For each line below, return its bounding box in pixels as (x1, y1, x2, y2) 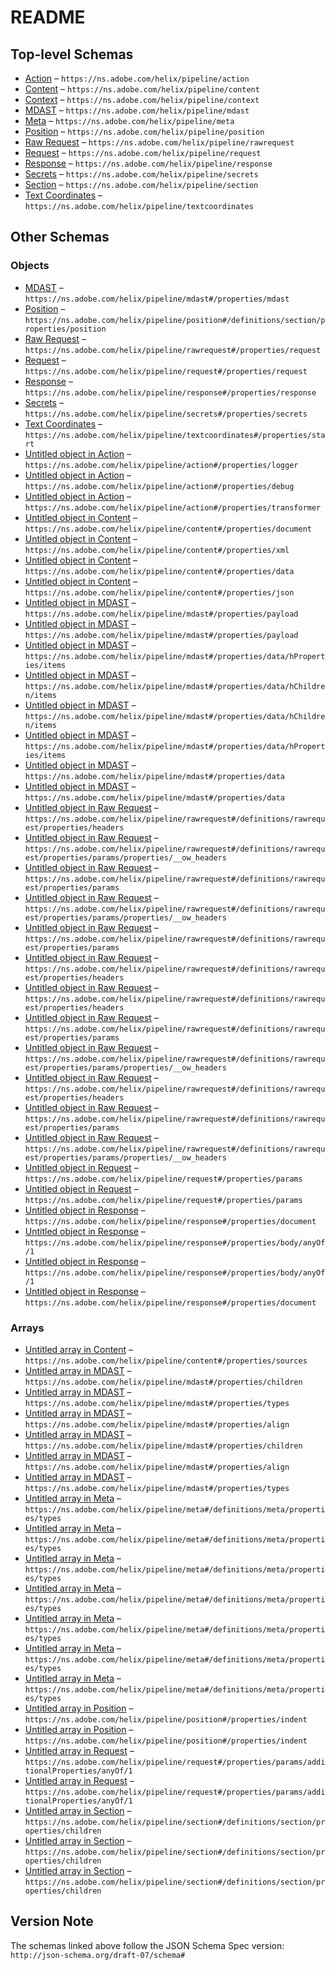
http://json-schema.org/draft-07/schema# (10, 1950, 186, 1960)
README (10, 6, 86, 29)
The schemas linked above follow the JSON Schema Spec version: (10, 1939, 285, 1951)
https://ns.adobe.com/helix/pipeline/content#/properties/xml (24, 545, 290, 555)
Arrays (10, 1321, 45, 1335)
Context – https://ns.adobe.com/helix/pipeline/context (24, 94, 260, 105)
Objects (10, 259, 50, 273)
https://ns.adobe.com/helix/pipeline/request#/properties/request (24, 366, 308, 376)
